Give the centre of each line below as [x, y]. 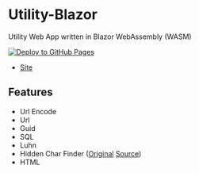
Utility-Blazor [53, 15]
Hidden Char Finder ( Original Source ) [80, 153]
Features [31, 92]
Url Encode [38, 111]
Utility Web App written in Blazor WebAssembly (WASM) [100, 37]
